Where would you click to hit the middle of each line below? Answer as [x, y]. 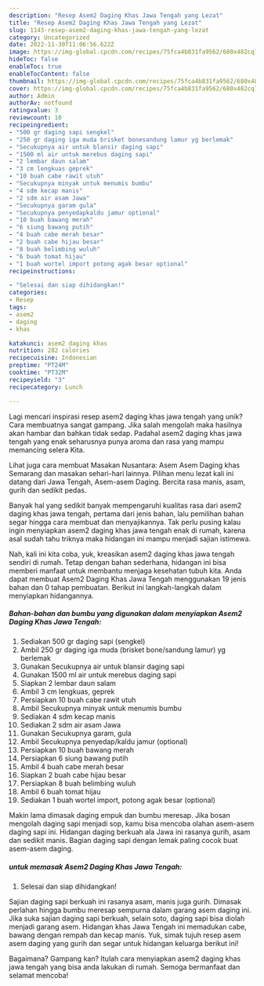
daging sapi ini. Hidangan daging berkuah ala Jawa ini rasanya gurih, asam [130, 832]
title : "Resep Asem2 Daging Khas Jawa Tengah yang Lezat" [105, 23]
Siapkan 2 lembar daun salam [68, 684]
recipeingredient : [39, 125]
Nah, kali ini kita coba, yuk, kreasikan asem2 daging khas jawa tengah [122, 554]
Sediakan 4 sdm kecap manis [68, 717]
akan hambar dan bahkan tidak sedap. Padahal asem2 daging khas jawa [125, 433]
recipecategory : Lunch [46, 387]
